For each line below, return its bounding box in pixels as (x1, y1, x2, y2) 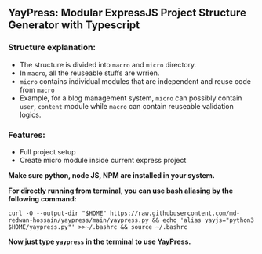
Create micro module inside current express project (19, 155, 187, 165)
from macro (19, 85, 55, 94)
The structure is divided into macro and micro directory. (19, 60, 197, 69)
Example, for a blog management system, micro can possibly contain (19, 93, 242, 103)
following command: (8, 194, 77, 203)
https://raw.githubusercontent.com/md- (109, 209, 241, 217)
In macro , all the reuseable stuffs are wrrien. (19, 68, 160, 78)
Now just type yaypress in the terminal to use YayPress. (8, 237, 191, 246)
